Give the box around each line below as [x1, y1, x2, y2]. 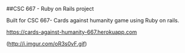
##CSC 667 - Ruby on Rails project [6, 5, 94, 12]
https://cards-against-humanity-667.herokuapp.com [6, 28, 138, 36]
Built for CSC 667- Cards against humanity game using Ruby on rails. [6, 17, 180, 23]
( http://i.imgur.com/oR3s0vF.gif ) [6, 40, 87, 47]
